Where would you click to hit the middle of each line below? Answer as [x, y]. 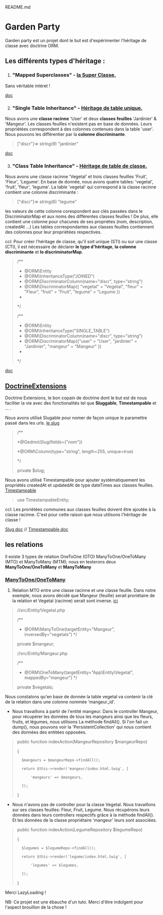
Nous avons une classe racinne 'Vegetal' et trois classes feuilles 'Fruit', [76, 177]
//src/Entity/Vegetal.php [41, 610]
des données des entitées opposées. [49, 732]
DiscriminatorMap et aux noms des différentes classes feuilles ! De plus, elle [82, 216]
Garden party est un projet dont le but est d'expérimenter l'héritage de [76, 40]
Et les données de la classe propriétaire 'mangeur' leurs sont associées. [84, 820]
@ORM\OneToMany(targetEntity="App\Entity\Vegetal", [79, 673]
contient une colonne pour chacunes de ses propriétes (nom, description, [79, 222]
